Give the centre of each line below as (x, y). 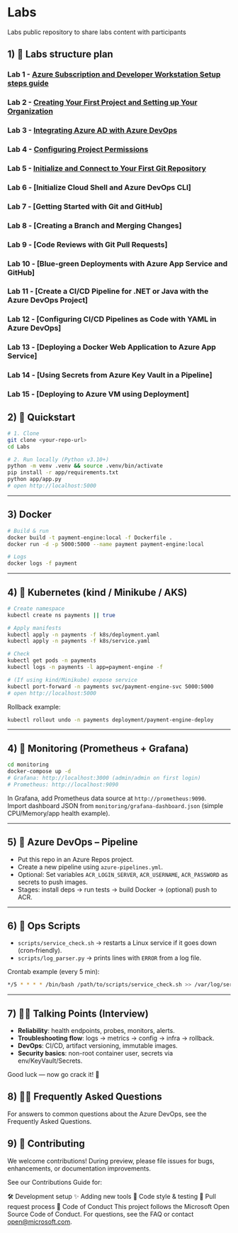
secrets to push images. (53, 882)
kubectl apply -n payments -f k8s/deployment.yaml (84, 635)
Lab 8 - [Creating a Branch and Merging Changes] (95, 226)
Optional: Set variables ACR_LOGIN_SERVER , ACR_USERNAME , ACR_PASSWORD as (123, 874)
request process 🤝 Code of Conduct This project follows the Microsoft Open (119, 1206)
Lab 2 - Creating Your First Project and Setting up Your (102, 102)
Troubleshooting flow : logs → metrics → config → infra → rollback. (116, 1038)
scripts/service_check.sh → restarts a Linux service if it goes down (117, 943)
